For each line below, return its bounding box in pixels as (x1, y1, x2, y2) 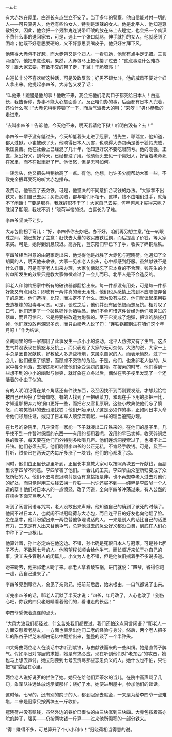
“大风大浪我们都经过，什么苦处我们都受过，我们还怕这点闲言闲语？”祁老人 (5, 620, 162, 627)
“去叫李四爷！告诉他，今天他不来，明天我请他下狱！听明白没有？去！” (5, 122, 153, 128)
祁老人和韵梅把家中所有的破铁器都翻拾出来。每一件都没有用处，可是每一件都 (5, 282, 167, 288)
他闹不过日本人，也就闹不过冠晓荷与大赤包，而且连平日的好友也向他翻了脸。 (5, 510, 167, 516)
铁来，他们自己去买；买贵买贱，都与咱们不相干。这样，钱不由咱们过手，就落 (5, 194, 167, 199)
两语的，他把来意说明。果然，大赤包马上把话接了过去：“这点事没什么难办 (5, 58, 160, 63)
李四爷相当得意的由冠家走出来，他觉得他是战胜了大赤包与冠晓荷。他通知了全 (5, 252, 167, 258)
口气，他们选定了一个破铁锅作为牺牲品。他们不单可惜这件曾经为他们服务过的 (5, 308, 167, 314)
